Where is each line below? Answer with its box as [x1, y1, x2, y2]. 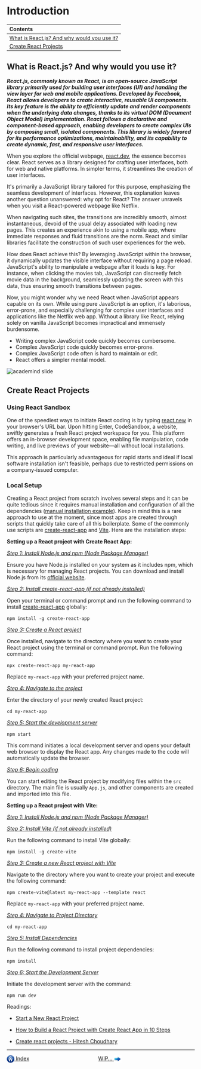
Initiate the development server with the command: [7, 981, 132, 988]
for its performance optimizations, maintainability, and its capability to [7, 134, 187, 142]
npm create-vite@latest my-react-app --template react [7, 890, 146, 896]
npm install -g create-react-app [7, 616, 90, 622]
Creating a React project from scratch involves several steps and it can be [7, 494, 188, 502]
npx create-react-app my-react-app [7, 663, 95, 669]
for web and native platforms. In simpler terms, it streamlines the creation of [7, 165, 193, 173]
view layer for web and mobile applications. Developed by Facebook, [7, 90, 182, 97]
